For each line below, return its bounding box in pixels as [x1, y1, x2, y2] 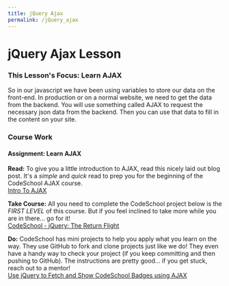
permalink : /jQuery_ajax [8, 16, 79, 23]
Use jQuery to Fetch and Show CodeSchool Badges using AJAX [8, 272, 187, 280]
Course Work [8, 132, 53, 141]
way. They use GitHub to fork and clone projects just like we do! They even [8, 242, 219, 250]
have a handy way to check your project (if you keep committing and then [8, 250, 216, 258]
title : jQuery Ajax [8, 10, 64, 17]
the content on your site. [8, 115, 77, 123]
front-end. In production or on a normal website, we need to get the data [8, 93, 213, 102]
